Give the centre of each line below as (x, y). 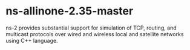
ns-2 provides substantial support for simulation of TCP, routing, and (91, 28)
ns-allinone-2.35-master (70, 11)
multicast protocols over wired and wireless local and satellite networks (95, 34)
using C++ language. (32, 40)
